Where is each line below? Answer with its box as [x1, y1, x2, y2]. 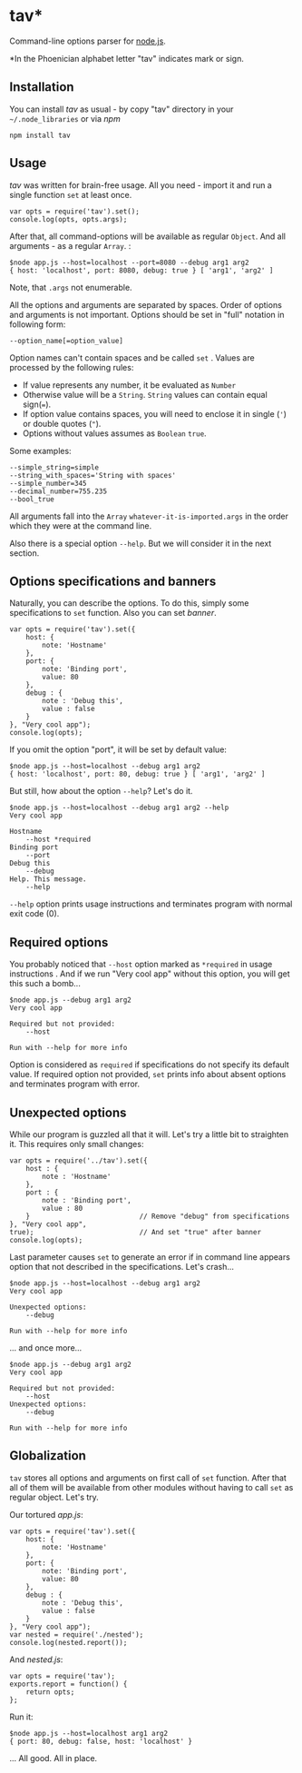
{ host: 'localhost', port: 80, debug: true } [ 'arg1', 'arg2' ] [9, 769, 266, 779]
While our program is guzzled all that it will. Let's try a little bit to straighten [9, 1129, 288, 1140]
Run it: [9, 1711, 34, 1722]
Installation [9, 79, 74, 95]
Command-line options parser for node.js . [9, 35, 166, 46]
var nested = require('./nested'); [9, 1629, 144, 1639]
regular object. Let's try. [9, 1491, 100, 1502]
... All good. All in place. [9, 1752, 98, 1763]
